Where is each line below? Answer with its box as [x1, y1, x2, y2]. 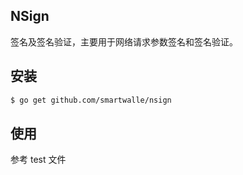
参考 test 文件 [10, 154, 67, 166]
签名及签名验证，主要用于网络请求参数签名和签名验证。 [10, 35, 238, 48]
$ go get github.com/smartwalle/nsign [10, 95, 172, 105]
